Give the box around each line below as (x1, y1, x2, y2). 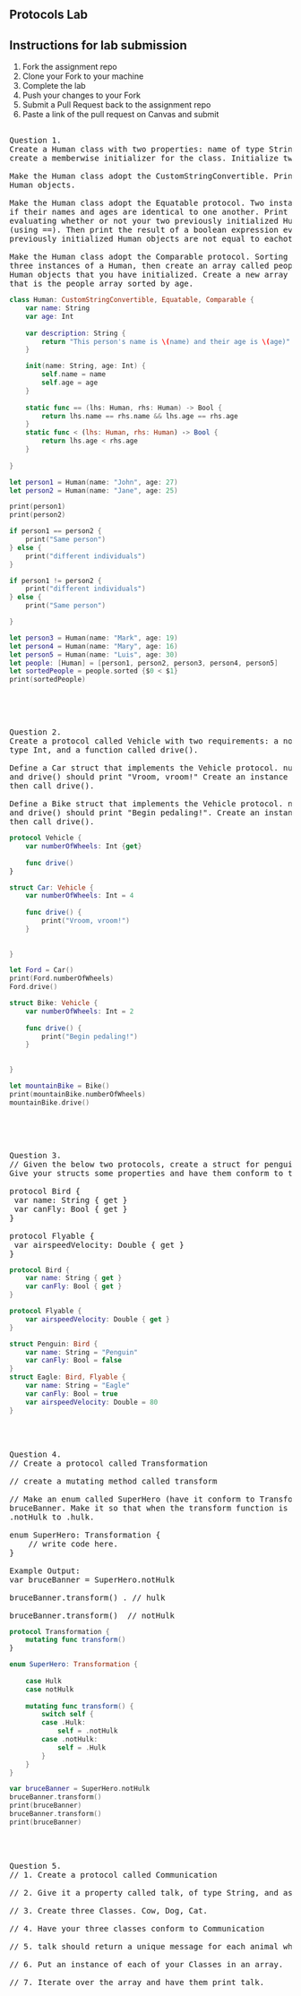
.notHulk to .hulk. (9, 1511, 95, 1522)
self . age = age (41, 378, 99, 388)
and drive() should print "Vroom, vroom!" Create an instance (9, 772, 288, 782)
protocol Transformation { (9, 1627, 110, 1636)
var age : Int (25, 312, 74, 321)
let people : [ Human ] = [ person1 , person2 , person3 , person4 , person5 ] (9, 658, 279, 667)
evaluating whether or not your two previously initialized (9, 216, 279, 227)
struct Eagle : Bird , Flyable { (9, 1372, 126, 1382)
